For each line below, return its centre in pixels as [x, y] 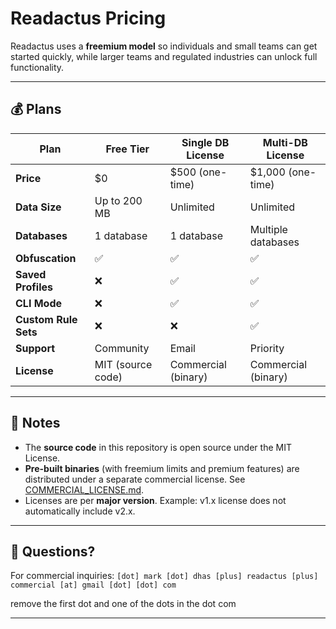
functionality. [37, 67]
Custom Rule [46, 319]
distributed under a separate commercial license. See [135, 479]
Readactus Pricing [88, 18]
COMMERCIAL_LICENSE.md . [84, 489]
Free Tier [127, 149]
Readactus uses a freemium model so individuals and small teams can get [164, 46]
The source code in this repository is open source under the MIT [158, 447]
